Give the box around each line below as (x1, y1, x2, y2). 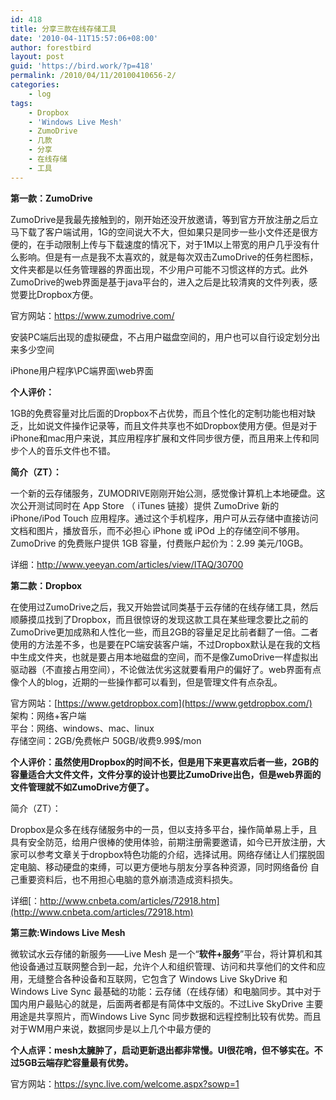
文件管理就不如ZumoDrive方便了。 (10, 781, 155, 793)
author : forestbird (10, 42, 92, 53)
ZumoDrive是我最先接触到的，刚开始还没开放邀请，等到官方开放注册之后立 (10, 213, 319, 225)
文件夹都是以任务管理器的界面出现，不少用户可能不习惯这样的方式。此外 (10, 263, 308, 275)
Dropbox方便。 (36, 288, 99, 300)
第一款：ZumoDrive (10, 192, 93, 204)
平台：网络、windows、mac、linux (10, 722, 155, 734)
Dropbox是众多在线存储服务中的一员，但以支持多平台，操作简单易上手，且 (10, 823, 318, 835)
